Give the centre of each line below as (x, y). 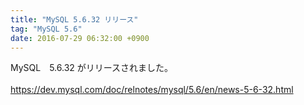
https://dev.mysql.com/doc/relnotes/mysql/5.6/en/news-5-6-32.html (152, 90)
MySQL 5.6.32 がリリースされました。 (92, 68)
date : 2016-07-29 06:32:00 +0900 (80, 38)
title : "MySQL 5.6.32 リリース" (74, 19)
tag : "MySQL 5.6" (46, 29)
